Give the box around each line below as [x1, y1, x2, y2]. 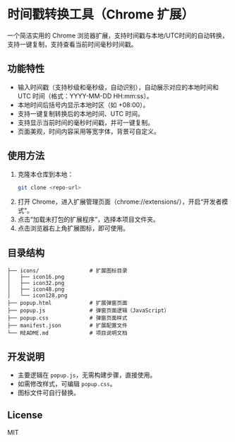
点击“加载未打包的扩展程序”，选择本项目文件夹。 [17, 215, 160, 223]
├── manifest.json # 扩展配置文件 [7, 322, 128, 330]
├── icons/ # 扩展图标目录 [7, 267, 128, 274]
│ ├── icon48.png [7, 286, 65, 293]
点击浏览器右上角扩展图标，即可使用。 [17, 224, 129, 233]
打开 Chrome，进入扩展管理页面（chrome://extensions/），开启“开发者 [17, 197, 222, 206]
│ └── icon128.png [7, 292, 68, 299]
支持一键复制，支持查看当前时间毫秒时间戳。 [7, 40, 138, 48]
